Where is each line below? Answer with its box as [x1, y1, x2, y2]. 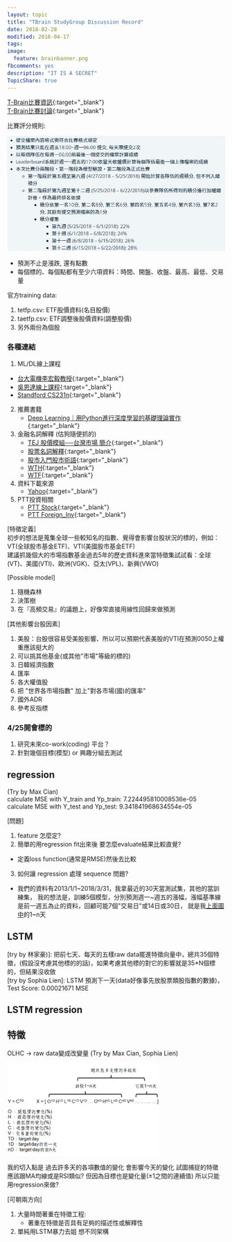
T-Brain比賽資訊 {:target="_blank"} [7, 98, 105, 106]
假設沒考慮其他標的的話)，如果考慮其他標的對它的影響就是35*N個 [21, 958, 210, 967]
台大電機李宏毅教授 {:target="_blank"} [17, 374, 125, 382]
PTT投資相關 [17, 495, 54, 503]
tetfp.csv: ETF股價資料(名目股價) [17, 306, 111, 314]
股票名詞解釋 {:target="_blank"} [27, 447, 116, 455]
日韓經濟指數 [17, 660, 54, 669]
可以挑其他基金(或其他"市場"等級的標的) [17, 652, 132, 660]
